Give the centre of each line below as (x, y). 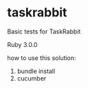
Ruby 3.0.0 (22, 44)
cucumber (32, 78)
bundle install (36, 71)
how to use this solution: (42, 58)
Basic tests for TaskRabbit (44, 31)
